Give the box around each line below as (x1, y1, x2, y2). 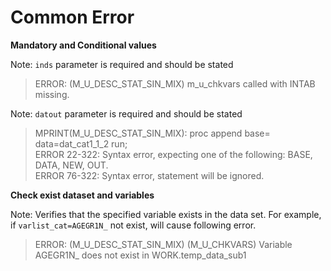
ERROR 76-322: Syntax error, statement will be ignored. (34, 169, 265, 181)
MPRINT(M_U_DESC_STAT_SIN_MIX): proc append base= (34, 127, 271, 139)
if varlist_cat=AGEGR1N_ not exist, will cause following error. (10, 219, 257, 231)
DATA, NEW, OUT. (34, 159, 109, 171)
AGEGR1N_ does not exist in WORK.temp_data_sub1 (34, 249, 247, 261)
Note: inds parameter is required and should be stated (10, 58, 234, 70)
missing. (34, 88, 70, 100)
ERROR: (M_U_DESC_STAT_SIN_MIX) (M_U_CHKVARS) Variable (34, 238, 293, 250)
